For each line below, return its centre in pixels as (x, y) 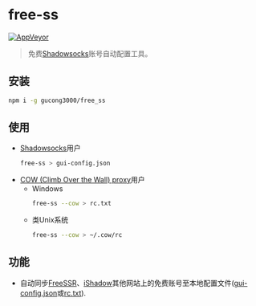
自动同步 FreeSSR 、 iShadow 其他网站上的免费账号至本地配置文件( (127, 283)
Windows (47, 189)
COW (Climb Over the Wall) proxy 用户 (82, 180)
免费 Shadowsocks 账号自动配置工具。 (90, 53)
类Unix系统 (50, 220)
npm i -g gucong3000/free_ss (57, 100)
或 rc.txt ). (72, 293)
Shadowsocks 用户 (50, 148)
